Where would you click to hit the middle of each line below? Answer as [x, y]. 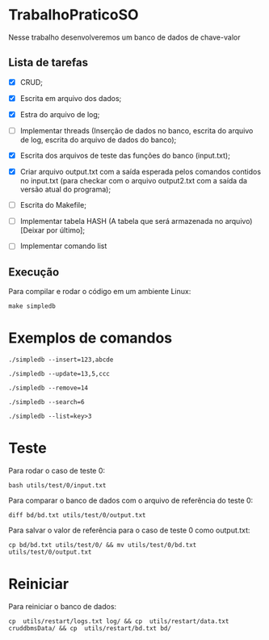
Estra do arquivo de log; [60, 114]
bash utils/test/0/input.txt [57, 486]
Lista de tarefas [48, 63]
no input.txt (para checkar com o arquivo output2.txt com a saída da [134, 181]
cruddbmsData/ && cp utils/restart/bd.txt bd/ [90, 628]
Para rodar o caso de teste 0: [57, 471]
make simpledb [32, 306]
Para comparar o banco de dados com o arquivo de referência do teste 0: [131, 500]
